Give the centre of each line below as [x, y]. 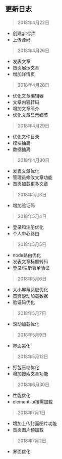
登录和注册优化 [28, 227]
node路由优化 [27, 255]
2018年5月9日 [32, 335]
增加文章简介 [26, 108]
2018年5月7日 [32, 313]
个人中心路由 [26, 233]
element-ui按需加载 [33, 401]
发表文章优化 [26, 171]
